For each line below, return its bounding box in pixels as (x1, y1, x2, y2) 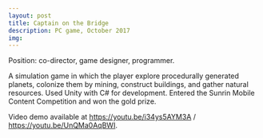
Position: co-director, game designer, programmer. (8, 56, 175, 65)
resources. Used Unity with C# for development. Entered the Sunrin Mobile (8, 89, 255, 98)
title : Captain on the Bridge (8, 19, 110, 27)
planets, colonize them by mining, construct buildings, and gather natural (8, 80, 249, 89)
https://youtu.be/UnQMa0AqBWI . (8, 120, 118, 130)
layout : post (8, 11, 52, 20)
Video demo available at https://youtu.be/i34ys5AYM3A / (8, 112, 197, 122)
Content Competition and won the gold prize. (8, 97, 157, 106)
